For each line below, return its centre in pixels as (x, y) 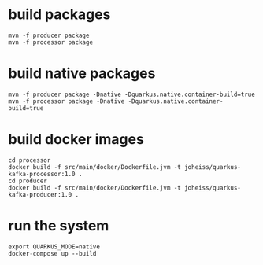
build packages (59, 15)
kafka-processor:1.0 (42, 174)
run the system (59, 226)
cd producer (28, 181)
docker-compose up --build (52, 253)
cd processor (30, 160)
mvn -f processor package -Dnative (67, 101)
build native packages (82, 74)
